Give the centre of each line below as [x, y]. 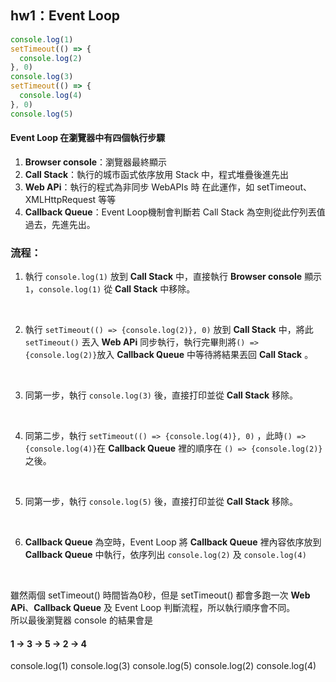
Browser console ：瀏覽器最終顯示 [96, 162]
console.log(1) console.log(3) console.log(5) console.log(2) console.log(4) [163, 666]
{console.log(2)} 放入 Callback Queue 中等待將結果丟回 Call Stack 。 [169, 355]
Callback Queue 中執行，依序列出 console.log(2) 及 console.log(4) [165, 555]
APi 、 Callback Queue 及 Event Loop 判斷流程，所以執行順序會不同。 [153, 608]
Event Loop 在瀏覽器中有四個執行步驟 [88, 138]
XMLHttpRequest [60, 199]
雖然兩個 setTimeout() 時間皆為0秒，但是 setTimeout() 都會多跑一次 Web [160, 595]
